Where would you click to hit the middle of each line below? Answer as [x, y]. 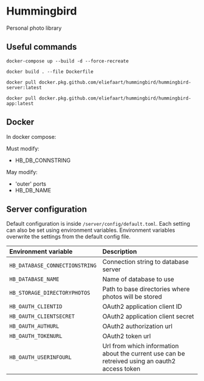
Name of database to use [138, 279]
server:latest [24, 87]
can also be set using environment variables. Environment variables [91, 230]
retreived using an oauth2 [139, 361]
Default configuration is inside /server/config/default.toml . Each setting [98, 224]
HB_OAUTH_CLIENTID [36, 307]
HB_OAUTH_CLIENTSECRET [42, 316]
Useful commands [42, 47]
